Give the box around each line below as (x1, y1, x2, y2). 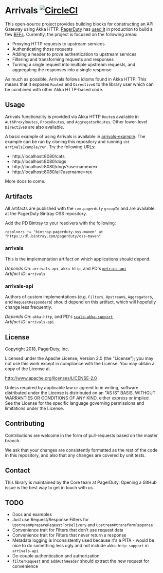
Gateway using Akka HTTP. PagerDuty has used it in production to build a (5, 26, 153, 32)
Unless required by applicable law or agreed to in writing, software (5, 384, 139, 390)
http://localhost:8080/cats (12, 153, 65, 159)
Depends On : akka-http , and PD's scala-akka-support (5, 314, 113, 319)
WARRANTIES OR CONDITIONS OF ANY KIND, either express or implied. (5, 395, 150, 401)
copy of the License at (5, 366, 50, 372)
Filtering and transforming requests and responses (12, 56, 114, 62)
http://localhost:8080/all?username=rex (12, 169, 92, 175)
